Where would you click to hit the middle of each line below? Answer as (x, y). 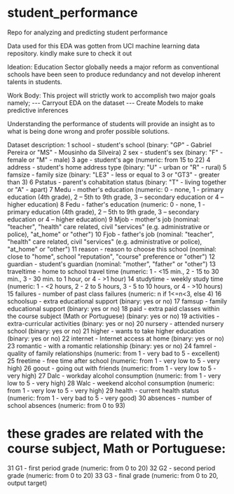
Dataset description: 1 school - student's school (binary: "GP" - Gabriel (110, 144)
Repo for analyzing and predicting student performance (88, 32)
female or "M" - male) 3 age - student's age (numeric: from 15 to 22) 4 (109, 160)
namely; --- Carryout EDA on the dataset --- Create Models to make (105, 102)
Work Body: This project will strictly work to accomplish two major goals (111, 95)
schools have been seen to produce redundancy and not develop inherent (114, 74)
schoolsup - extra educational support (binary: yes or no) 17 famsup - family (117, 301)
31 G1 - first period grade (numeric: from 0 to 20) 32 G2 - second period (111, 468)
